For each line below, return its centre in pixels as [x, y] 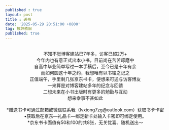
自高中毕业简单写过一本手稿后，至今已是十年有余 [85, 67]
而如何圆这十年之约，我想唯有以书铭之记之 [85, 73]
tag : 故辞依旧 [19, 29]
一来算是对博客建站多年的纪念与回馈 [85, 85]
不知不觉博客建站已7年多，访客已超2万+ [85, 54]
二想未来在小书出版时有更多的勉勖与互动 [85, 92]
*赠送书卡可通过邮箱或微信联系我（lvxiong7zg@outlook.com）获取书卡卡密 [85, 110]
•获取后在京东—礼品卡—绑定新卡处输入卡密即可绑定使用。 [85, 116]
